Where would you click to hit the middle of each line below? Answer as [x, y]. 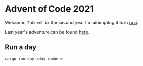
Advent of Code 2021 [49, 9]
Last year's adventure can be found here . [47, 32]
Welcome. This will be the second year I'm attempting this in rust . [72, 22]
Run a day [21, 47]
